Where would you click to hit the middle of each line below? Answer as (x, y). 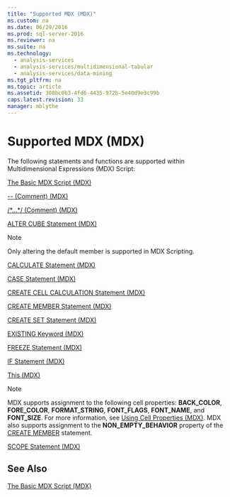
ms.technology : (30, 54)
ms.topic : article (34, 87)
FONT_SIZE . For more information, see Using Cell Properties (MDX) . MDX (114, 417)
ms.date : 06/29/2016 (38, 27)
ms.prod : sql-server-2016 (45, 34)
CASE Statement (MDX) (42, 278)
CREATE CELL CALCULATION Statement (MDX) (76, 293)
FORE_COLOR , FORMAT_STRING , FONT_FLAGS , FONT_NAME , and (106, 410)
